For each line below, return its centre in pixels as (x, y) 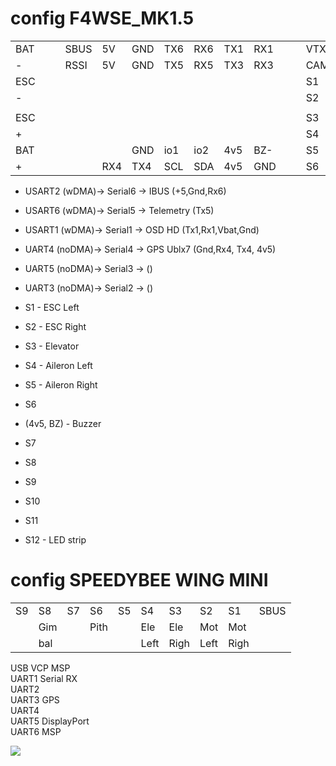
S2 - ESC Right (55, 326)
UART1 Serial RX (44, 678)
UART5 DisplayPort (50, 721)
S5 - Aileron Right (61, 384)
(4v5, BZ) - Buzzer (63, 423)
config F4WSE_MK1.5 (102, 18)
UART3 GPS (35, 699)
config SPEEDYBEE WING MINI (139, 580)
